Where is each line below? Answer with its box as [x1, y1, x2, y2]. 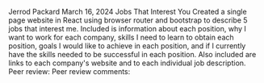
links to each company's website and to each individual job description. [8, 58, 246, 68]
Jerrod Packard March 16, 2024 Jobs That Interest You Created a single [8, 7, 248, 16]
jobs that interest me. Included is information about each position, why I [8, 24, 246, 33]
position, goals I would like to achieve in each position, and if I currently [8, 41, 246, 51]
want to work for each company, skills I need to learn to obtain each [8, 32, 234, 42]
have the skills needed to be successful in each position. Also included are [8, 50, 257, 59]
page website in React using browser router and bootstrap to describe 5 [8, 15, 248, 25]
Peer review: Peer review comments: [8, 67, 131, 76]
